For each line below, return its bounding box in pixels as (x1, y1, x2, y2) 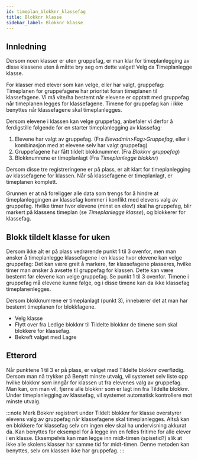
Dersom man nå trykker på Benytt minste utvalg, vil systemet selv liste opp (6, 372, 188, 380)
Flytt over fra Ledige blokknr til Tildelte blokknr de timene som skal (14, 321, 177, 328)
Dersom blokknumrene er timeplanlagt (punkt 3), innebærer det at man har (6, 297, 188, 304)
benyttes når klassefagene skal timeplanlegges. (6, 106, 122, 114)
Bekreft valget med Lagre (14, 333, 77, 341)
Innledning (6, 41, 47, 51)
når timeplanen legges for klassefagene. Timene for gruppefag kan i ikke (6, 100, 183, 107)
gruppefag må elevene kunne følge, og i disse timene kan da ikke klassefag (6, 279, 190, 286)
